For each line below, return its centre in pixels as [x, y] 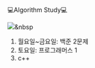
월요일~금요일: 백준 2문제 [53, 41]
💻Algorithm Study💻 [37, 10]
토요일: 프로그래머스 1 [47, 50]
